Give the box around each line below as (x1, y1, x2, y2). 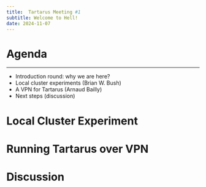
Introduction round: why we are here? (15, 73, 110, 80)
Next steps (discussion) (15, 93, 75, 100)
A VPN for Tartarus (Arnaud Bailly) (15, 86, 102, 93)
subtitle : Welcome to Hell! (6, 15, 78, 21)
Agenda (6, 47, 47, 61)
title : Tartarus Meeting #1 (6, 9, 81, 15)
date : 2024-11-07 (6, 20, 51, 26)
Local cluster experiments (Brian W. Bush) (15, 79, 121, 86)
